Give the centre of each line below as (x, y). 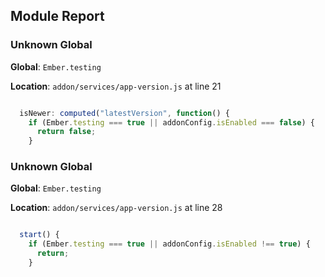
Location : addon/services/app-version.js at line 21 (116, 86)
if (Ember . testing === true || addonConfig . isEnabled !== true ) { (169, 244)
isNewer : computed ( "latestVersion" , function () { (124, 113)
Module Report (57, 16)
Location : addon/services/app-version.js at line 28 (116, 208)
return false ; (66, 132)
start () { (39, 235)
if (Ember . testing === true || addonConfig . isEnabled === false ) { (171, 122)
